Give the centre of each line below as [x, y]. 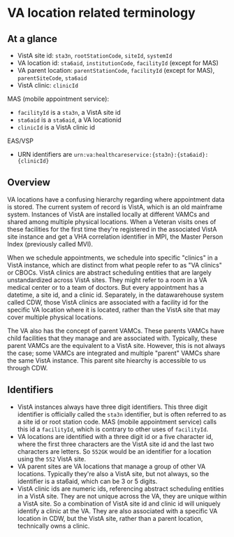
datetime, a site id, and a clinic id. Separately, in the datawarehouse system [116, 295]
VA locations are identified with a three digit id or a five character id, [115, 436]
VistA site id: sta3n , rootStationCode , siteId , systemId [95, 55]
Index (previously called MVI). [50, 244]
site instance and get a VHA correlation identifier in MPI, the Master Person [115, 237]
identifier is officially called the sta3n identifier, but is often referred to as [122, 414]
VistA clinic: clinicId [48, 85]
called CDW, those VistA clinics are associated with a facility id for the [108, 302]
